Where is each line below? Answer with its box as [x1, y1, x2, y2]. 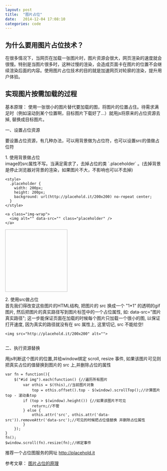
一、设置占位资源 [5, 127, 40, 133]
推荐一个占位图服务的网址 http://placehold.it [5, 450, 95, 456]
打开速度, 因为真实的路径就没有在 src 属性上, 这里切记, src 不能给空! [5, 321, 144, 327]
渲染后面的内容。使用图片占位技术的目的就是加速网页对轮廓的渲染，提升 [9, 68, 158, 74]
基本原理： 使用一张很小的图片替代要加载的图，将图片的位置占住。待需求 [5, 104, 155, 110]
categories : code [5, 21, 41, 26]
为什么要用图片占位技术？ [5, 41, 83, 49]
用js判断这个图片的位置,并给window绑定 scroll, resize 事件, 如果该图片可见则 [5, 355, 162, 361]
